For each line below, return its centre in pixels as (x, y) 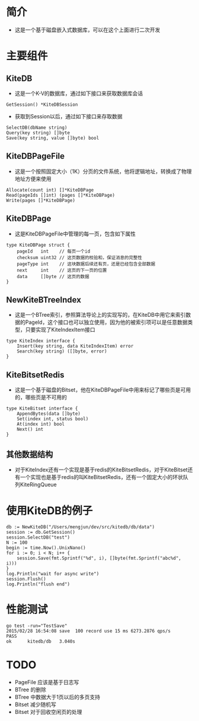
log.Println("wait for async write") (53, 574)
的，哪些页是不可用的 (41, 397)
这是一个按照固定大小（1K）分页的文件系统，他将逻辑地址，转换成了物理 (103, 171)
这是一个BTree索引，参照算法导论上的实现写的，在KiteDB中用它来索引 (100, 315)
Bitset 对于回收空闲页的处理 (48, 711)
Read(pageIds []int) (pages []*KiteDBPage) (61, 195)
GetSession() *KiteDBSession (42, 105)
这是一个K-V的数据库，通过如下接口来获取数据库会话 (79, 93)
